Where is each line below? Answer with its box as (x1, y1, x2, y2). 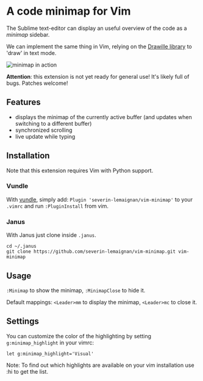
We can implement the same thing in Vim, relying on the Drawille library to (6, 43, 192, 50)
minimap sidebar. (6, 31, 50, 38)
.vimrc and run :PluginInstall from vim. (6, 202, 109, 209)
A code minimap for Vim (6, 4, 131, 18)
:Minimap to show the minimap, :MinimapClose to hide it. (6, 286, 146, 294)
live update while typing (15, 132, 76, 140)
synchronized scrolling (15, 126, 73, 134)
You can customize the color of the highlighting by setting (6, 332, 151, 339)
